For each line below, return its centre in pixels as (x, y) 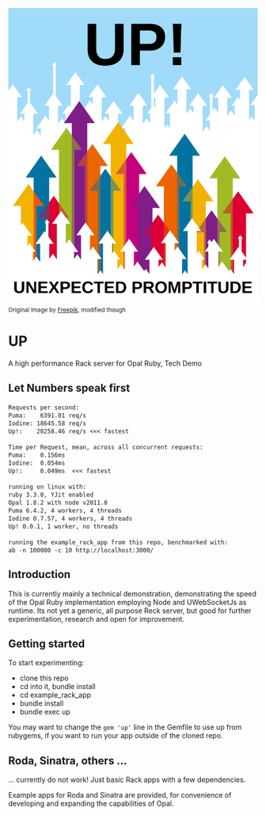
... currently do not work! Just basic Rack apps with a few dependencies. (127, 780)
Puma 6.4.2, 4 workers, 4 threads (65, 511)
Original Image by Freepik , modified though (67, 310)
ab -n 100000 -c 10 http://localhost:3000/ (81, 550)
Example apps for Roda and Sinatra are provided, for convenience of (120, 795)
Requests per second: (44, 408)
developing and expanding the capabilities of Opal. (91, 803)
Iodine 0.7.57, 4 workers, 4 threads (70, 519)
